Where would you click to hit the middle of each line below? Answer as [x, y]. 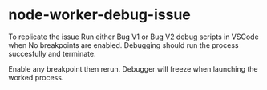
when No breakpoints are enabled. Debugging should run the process [123, 45]
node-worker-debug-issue [99, 15]
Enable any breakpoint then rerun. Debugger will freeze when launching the [133, 68]
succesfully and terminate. [52, 53]
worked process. [36, 77]
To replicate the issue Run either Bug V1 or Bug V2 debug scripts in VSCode [133, 37]
